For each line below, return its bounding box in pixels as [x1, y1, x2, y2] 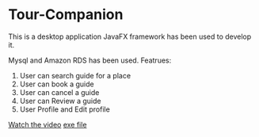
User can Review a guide [19, 96, 101, 105]
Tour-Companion [8, 6, 124, 24]
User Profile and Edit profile [19, 105, 111, 114]
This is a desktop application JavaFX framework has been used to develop [8, 32, 252, 41]
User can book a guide [19, 79, 94, 89]
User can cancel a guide [19, 87, 100, 97]
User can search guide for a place [19, 70, 131, 80]
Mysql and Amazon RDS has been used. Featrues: [8, 55, 172, 65]
